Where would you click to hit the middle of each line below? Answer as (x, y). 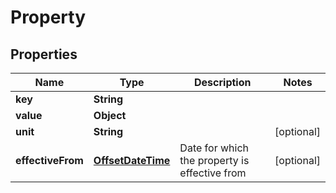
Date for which (214, 148)
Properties (44, 54)
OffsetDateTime (132, 160)
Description (223, 82)
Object (110, 115)
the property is (214, 160)
